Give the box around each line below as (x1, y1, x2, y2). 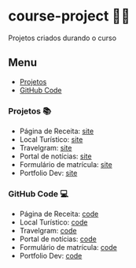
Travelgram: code (19, 226, 77, 236)
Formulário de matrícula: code (19, 243, 118, 252)
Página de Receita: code (19, 209, 99, 219)
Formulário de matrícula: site (19, 160, 112, 169)
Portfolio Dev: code (19, 251, 83, 261)
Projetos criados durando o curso (8, 33, 116, 43)
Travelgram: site (19, 143, 72, 153)
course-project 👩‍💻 (8, 7, 130, 25)
